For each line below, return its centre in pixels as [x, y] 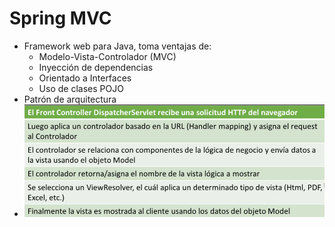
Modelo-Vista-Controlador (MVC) [107, 56]
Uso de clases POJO [81, 88]
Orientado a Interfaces [85, 78]
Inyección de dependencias [96, 67]
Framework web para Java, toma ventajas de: [117, 46]
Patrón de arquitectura [70, 99]
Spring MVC [60, 18]
